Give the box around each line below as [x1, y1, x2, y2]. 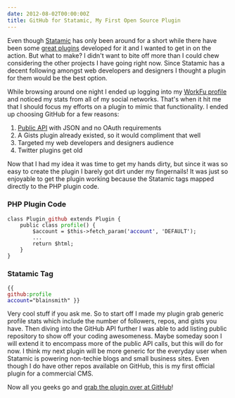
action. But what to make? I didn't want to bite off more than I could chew [7, 51, 220, 60]
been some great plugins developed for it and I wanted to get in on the [7, 44, 212, 52]
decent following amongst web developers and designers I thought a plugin [7, 66, 227, 75]
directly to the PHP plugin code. [7, 182, 100, 190]
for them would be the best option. [7, 73, 108, 82]
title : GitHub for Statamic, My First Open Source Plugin [7, 17, 181, 24]
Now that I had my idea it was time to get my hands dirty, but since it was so [7, 159, 229, 168]
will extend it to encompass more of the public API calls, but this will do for [7, 340, 224, 348]
